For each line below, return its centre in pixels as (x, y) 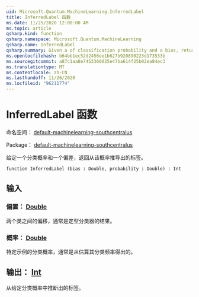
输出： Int (24, 272)
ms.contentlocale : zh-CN (37, 72)
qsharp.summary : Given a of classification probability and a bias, (92, 50)
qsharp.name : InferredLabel (41, 45)
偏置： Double (27, 207)
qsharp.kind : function (34, 34)
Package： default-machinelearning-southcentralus (70, 145)
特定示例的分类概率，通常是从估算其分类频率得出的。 (71, 252)
